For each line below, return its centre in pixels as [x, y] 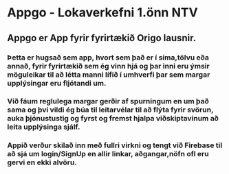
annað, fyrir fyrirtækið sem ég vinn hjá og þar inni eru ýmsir [108, 66]
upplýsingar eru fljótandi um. [57, 83]
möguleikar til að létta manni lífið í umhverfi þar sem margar [109, 75]
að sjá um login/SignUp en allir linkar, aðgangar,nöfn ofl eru [108, 154]
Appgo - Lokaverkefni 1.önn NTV [102, 13]
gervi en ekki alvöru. [42, 162]
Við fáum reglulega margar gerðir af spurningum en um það [108, 101]
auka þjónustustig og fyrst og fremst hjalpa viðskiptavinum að [113, 119]
